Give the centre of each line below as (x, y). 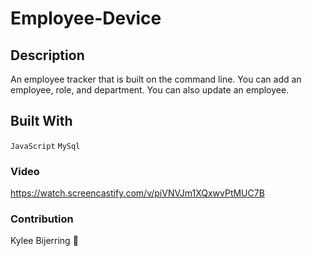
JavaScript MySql (45, 146)
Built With (41, 121)
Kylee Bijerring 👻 (44, 241)
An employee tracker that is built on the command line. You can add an (156, 79)
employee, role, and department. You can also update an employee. (150, 90)
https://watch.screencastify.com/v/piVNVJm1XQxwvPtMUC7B (137, 193)
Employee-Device (86, 18)
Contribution (42, 219)
